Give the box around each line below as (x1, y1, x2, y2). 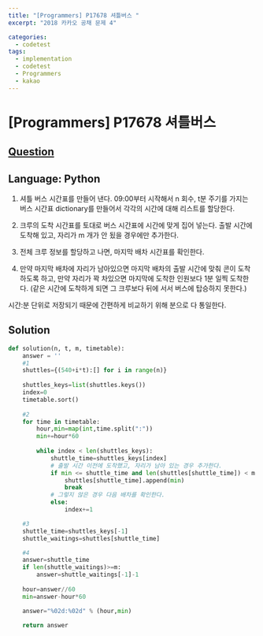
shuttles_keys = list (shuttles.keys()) (22, 381, 146, 389)
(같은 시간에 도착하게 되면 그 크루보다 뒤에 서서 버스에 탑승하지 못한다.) (30, 284, 247, 293)
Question (8, 145, 54, 158)
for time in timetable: (22, 418, 101, 426)
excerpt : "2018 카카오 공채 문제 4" (8, 19, 117, 27)
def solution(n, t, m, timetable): (8, 344, 125, 352)
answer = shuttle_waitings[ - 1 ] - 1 (36, 571, 139, 579)
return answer (22, 621, 69, 629)
